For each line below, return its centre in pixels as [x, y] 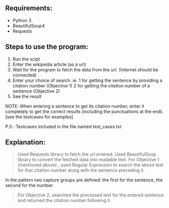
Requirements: [29, 8]
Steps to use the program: [47, 47]
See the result [27, 96]
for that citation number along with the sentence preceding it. [81, 170]
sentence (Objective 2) [36, 91]
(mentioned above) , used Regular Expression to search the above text [90, 165]
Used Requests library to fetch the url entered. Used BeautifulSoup [87, 154]
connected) [24, 75]
